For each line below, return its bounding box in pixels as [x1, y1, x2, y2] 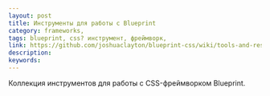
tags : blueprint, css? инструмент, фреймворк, [8, 34, 167, 42]
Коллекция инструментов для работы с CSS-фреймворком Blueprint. [8, 78, 246, 88]
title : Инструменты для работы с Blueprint [8, 19, 157, 27]
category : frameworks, [8, 26, 84, 34]
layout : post [8, 11, 52, 20]
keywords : [8, 57, 42, 65]
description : [8, 49, 52, 57]
